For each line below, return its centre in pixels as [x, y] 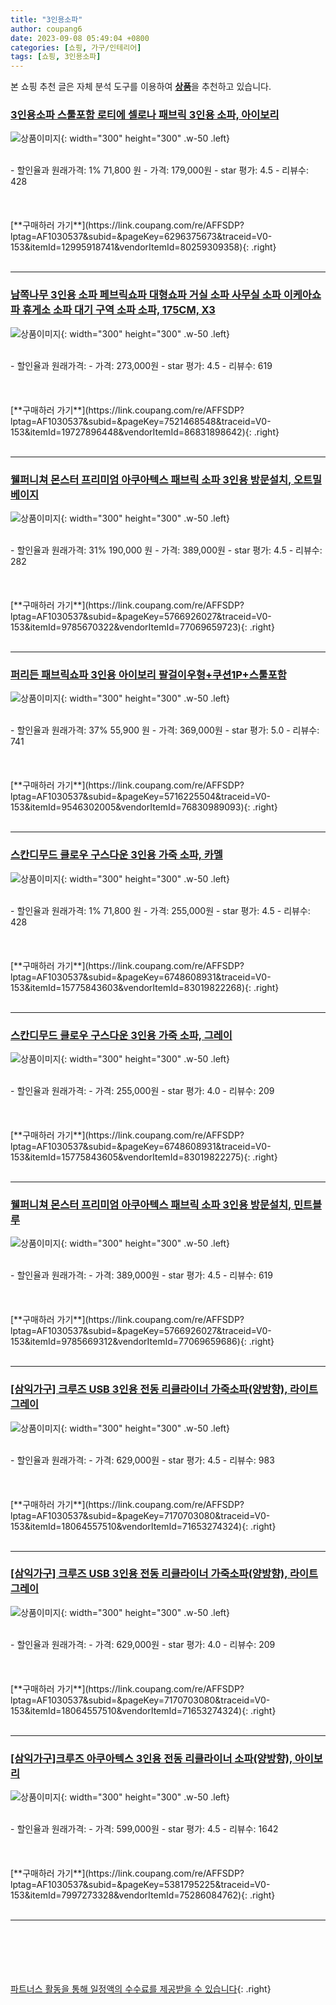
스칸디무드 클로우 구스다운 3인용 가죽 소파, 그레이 [121, 1035]
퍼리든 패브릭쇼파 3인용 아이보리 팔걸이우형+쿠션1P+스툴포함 [148, 674]
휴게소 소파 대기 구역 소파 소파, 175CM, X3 [118, 310]
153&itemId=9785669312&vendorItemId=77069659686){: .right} [142, 1342]
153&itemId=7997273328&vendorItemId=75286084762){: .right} [143, 1895]
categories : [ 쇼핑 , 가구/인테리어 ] [76, 47]
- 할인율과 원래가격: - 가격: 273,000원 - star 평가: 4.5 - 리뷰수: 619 [141, 365]
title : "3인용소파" [46, 19]
